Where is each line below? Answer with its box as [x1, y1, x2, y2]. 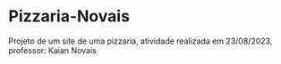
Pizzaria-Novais [8, 6, 131, 27]
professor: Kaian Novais [8, 44, 98, 55]
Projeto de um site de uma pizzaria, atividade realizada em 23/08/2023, [8, 36, 273, 46]
